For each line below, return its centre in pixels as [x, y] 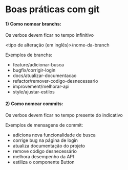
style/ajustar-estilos [34, 92]
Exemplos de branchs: [29, 55]
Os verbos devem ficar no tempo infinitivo [50, 35]
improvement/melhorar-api [41, 87]
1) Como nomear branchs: [33, 23]
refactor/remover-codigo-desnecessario [55, 81]
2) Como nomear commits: [34, 104]
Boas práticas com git [52, 9]
